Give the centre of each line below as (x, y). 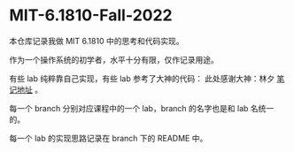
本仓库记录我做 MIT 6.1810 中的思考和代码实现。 (97, 41)
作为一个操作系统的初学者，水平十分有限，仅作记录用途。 (114, 59)
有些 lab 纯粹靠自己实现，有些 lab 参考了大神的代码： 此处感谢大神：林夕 (142, 78)
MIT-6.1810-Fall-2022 (91, 15)
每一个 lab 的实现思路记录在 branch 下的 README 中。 (108, 138)
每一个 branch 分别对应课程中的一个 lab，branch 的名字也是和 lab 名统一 (142, 108)
